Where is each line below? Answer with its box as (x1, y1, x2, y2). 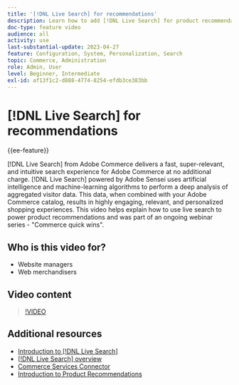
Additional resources (7, 328, 102, 340)
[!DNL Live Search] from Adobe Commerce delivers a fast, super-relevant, (7, 160, 225, 168)
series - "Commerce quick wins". (7, 220, 105, 229)
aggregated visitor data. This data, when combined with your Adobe (7, 190, 207, 199)
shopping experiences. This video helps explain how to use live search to (7, 205, 222, 214)
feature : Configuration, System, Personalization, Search (7, 51, 183, 58)
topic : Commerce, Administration (7, 57, 107, 64)
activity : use (7, 37, 50, 44)
